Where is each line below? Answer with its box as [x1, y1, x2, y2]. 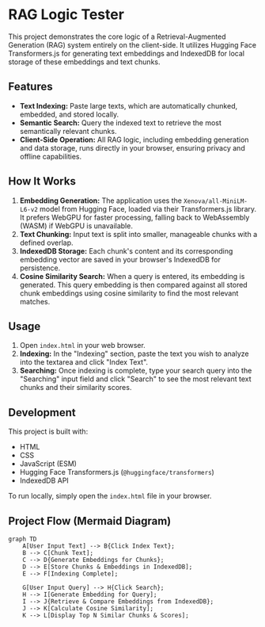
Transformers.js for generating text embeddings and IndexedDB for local [8, 48, 245, 58]
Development [8, 406, 77, 419]
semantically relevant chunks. [19, 126, 117, 136]
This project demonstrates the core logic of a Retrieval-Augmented [8, 32, 226, 41]
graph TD [8, 535, 37, 543]
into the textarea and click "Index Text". [19, 357, 149, 367]
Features [8, 80, 53, 94]
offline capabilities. [19, 151, 82, 161]
